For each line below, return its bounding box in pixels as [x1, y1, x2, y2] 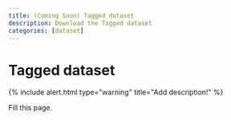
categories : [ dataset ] [8, 26, 84, 34]
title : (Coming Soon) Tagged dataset [8, 11, 135, 20]
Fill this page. [8, 103, 53, 113]
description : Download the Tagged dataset [8, 19, 152, 27]
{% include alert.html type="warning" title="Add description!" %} [8, 87, 224, 97]
